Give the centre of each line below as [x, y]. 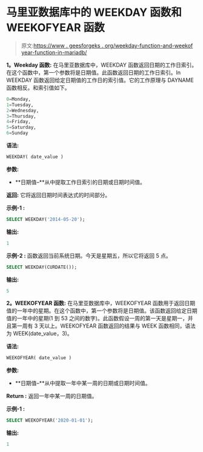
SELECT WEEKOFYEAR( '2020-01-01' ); [50, 420]
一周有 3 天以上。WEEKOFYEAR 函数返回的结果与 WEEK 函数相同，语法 [106, 326]
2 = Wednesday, [23, 110]
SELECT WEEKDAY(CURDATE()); [42, 267]
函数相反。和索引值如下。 [38, 87]
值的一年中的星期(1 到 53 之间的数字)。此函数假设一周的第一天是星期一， [97, 319]
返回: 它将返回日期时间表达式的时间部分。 [58, 195]
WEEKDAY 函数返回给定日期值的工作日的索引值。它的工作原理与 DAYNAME [100, 80]
